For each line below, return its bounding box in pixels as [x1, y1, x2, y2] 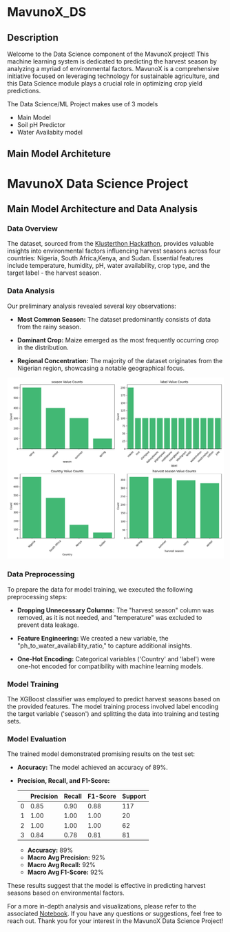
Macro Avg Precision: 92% [27, 853, 105, 862]
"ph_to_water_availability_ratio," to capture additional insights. [17, 641, 193, 650]
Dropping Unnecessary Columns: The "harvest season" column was [17, 605, 215, 614]
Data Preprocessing [7, 570, 75, 579]
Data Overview [7, 224, 59, 233]
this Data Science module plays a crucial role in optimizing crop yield [7, 79, 202, 87]
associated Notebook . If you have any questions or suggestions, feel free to [7, 909, 222, 918]
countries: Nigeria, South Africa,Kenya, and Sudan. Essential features [7, 254, 204, 262]
